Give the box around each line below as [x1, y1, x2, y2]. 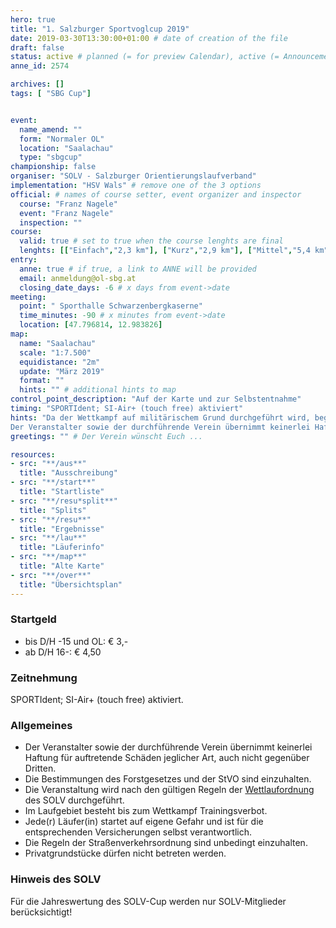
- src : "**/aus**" [10, 459, 87, 469]
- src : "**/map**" [10, 552, 87, 562]
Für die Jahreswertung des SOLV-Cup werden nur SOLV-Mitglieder [10, 895, 287, 907]
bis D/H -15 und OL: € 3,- [24, 635, 129, 647]
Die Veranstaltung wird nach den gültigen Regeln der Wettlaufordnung [24, 784, 315, 796]
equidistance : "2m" [19, 357, 101, 367]
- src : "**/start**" [10, 477, 97, 488]
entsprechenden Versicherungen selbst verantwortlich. [24, 826, 252, 838]
